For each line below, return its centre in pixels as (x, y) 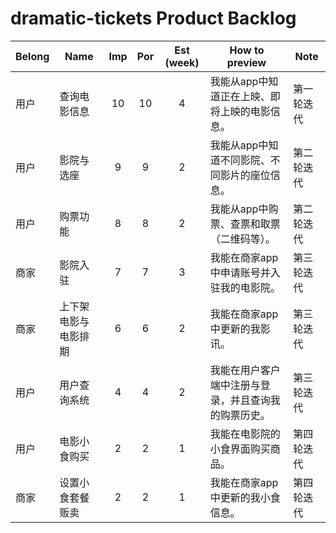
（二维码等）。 (242, 239)
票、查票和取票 (245, 224)
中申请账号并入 (245, 272)
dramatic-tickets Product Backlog (153, 18)
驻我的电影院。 (245, 287)
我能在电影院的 (245, 434)
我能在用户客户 (245, 370)
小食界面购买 (240, 449)
